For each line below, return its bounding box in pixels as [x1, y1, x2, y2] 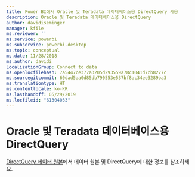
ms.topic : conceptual [6, 48, 60, 53]
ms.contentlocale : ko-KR [6, 86, 68, 92]
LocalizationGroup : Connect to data [6, 64, 97, 70]
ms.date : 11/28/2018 [6, 53, 58, 59]
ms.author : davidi [6, 58, 52, 64]
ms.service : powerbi [6, 36, 58, 42]
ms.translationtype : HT [6, 81, 66, 87]
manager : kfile [6, 25, 44, 31]
